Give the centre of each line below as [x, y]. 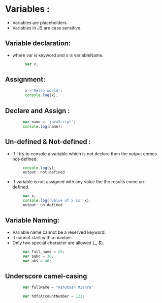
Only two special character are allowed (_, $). [58, 243]
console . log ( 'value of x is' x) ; [57, 201]
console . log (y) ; [39, 168]
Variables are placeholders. [40, 23]
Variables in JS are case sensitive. [47, 28]
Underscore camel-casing [46, 276]
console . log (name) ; [43, 126]
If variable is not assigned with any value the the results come [75, 182]
